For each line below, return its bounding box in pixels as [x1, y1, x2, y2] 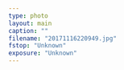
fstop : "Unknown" [8, 42, 67, 50]
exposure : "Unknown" [8, 49, 78, 57]
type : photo [8, 11, 48, 20]
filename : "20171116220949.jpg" [8, 34, 117, 43]
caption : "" [8, 27, 48, 35]
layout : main [8, 19, 52, 27]
